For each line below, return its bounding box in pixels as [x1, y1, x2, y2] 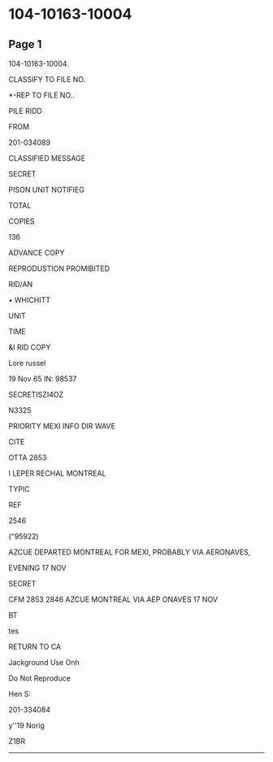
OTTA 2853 [8, 453, 47, 462]
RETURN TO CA [8, 642, 62, 651]
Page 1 [8, 37, 42, 51]
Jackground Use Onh [8, 658, 80, 667]
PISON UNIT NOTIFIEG [8, 185, 85, 194]
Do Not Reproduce [8, 673, 71, 683]
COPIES [8, 216, 35, 226]
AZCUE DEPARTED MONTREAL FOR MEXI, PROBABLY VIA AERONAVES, [8, 547, 251, 557]
